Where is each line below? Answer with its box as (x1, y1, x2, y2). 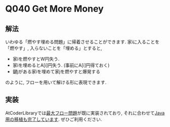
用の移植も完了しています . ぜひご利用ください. (5, 116, 102, 122)
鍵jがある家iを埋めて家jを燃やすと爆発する (12, 69, 100, 74)
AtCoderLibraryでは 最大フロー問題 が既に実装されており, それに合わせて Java (5, 110, 165, 116)
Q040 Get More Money (5, 3, 104, 15)
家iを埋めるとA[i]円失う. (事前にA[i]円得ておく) (12, 62, 110, 68)
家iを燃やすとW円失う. (12, 56, 60, 62)
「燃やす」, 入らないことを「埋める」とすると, (5, 45, 102, 51)
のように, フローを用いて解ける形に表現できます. (5, 79, 107, 85)
